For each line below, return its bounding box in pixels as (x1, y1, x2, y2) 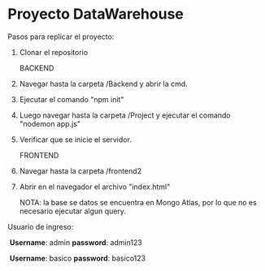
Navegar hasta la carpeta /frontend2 (19, 166, 142, 175)
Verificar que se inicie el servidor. (19, 135, 132, 144)
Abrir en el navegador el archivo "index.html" (19, 182, 171, 191)
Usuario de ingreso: (7, 222, 74, 231)
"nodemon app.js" (19, 118, 80, 128)
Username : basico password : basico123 (9, 253, 146, 263)
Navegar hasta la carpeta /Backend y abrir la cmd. (19, 79, 188, 88)
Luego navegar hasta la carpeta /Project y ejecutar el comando (19, 110, 231, 120)
